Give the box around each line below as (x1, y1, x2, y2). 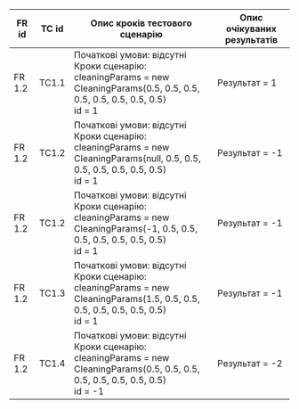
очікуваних (225, 22, 278, 35)
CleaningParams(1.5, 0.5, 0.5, (74, 293, 200, 305)
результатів (224, 34, 279, 45)
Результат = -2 (217, 357, 283, 369)
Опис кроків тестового (90, 17, 193, 29)
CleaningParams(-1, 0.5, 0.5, (74, 223, 198, 234)
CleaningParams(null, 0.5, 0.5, (74, 152, 202, 164)
